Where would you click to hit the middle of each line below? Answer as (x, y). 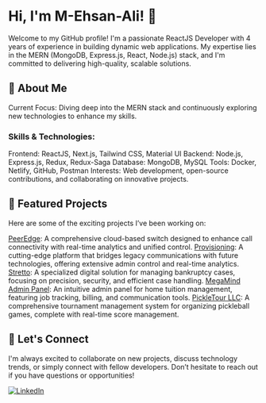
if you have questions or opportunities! (71, 375)
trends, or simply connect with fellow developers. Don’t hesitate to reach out (133, 367)
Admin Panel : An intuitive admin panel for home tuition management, (120, 289)
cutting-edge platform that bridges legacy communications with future (123, 255)
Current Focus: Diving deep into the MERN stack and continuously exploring (133, 107)
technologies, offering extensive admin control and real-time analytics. (124, 263)
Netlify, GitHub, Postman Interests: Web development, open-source (118, 171)
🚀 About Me (38, 88)
